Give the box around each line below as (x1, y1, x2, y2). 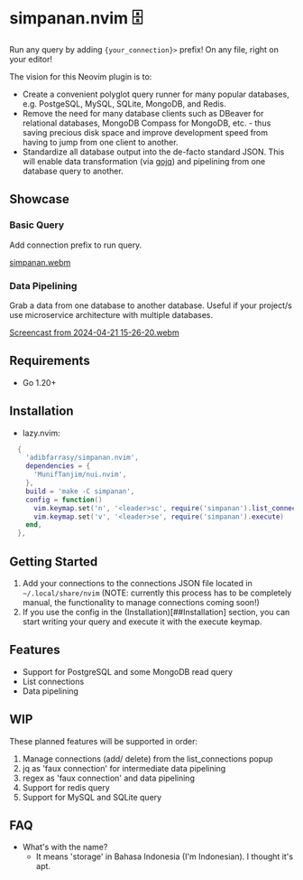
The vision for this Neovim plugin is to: (9, 70, 152, 82)
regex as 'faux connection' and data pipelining (22, 772, 196, 783)
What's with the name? (22, 842, 108, 853)
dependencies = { (25, 462, 91, 471)
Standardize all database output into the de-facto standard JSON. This (22, 146, 285, 157)
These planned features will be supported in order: (9, 735, 198, 746)
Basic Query (9, 219, 65, 231)
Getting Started (9, 554, 98, 569)
